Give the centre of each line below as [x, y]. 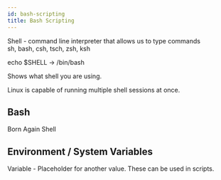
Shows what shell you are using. [55, 76]
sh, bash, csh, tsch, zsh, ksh [49, 48]
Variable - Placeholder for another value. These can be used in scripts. [111, 169]
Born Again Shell [32, 129]
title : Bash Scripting [41, 21]
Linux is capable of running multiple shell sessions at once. [94, 90]
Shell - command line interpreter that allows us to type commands [104, 41]
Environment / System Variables [80, 151]
